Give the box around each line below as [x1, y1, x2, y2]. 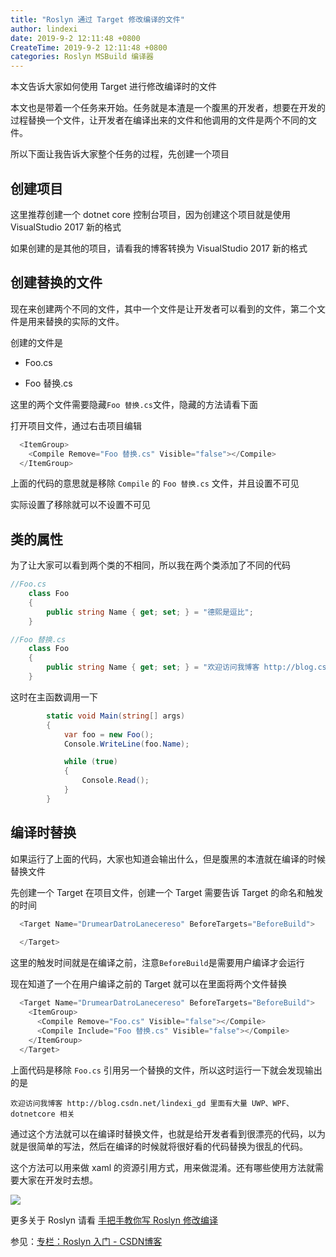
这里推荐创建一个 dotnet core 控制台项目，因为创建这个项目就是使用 [10, 208, 291, 220]
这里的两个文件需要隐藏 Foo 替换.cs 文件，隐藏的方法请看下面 [10, 398, 258, 410]
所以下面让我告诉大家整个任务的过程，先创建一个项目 [10, 148, 230, 160]
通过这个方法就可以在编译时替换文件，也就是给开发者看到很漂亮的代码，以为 [10, 1127, 326, 1140]
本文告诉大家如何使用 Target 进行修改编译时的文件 [10, 81, 218, 93]
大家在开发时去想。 [18, 1174, 98, 1186]
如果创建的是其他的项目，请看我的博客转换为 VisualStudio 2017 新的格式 [10, 242, 308, 254]
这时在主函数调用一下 [10, 691, 98, 703]
